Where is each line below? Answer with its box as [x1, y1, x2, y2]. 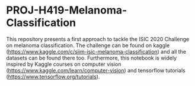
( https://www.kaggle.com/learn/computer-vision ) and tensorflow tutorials [6, 67, 186, 74]
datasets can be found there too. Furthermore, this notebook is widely [6, 54, 177, 61]
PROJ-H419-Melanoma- [6, 4, 127, 17]
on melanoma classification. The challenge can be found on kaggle [6, 42, 170, 49]
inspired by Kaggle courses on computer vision [6, 60, 122, 68]
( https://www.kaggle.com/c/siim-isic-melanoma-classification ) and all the [6, 48, 187, 55]
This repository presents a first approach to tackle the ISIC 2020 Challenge [6, 35, 190, 42]
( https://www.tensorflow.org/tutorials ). [6, 73, 100, 80]
